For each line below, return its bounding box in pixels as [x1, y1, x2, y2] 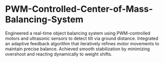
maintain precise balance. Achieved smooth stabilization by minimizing [5, 46, 150, 52]
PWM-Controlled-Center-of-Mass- [5, 3, 153, 15]
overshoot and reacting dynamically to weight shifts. [5, 51, 113, 57]
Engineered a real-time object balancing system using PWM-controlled [5, 30, 151, 36]
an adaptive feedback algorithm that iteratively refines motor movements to [5, 40, 160, 46]
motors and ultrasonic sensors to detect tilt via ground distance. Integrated [5, 35, 159, 41]
